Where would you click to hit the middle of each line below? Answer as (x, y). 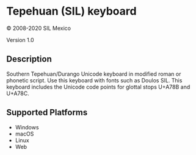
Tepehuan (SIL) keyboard (71, 11)
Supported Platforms (47, 113)
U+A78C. (18, 93)
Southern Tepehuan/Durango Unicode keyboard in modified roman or (94, 74)
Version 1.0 (20, 40)
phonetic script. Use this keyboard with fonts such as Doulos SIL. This (94, 80)
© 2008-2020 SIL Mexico (39, 28)
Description (29, 59)
